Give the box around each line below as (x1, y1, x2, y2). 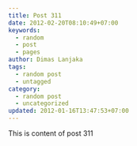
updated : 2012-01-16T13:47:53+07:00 (8, 107, 129, 115)
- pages (15, 48, 41, 56)
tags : (8, 63, 26, 71)
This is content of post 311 (8, 129, 93, 138)
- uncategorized (15, 99, 69, 107)
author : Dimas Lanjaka (8, 56, 83, 64)
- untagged (15, 77, 51, 85)
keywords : (8, 26, 41, 34)
